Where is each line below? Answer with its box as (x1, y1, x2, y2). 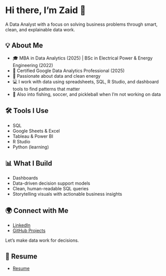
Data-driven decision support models (12, 180, 90, 186)
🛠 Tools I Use (5, 106, 49, 115)
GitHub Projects (12, 228, 46, 234)
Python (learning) (12, 144, 49, 150)
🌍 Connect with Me (5, 206, 69, 215)
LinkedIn (12, 222, 31, 229)
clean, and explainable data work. (5, 26, 76, 32)
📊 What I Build (5, 159, 52, 168)
